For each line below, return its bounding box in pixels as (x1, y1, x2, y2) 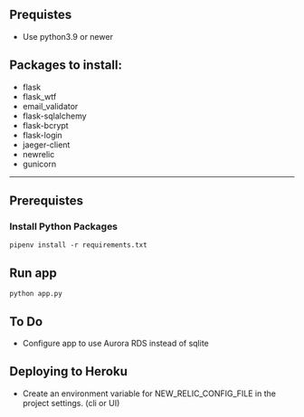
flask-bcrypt (22, 119, 70, 130)
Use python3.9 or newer (22, 31, 113, 42)
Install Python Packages (9, 220, 119, 232)
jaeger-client (22, 139, 71, 150)
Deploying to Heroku (9, 364, 128, 379)
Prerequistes (9, 194, 84, 209)
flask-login (22, 129, 63, 140)
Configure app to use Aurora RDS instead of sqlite (22, 337, 210, 348)
